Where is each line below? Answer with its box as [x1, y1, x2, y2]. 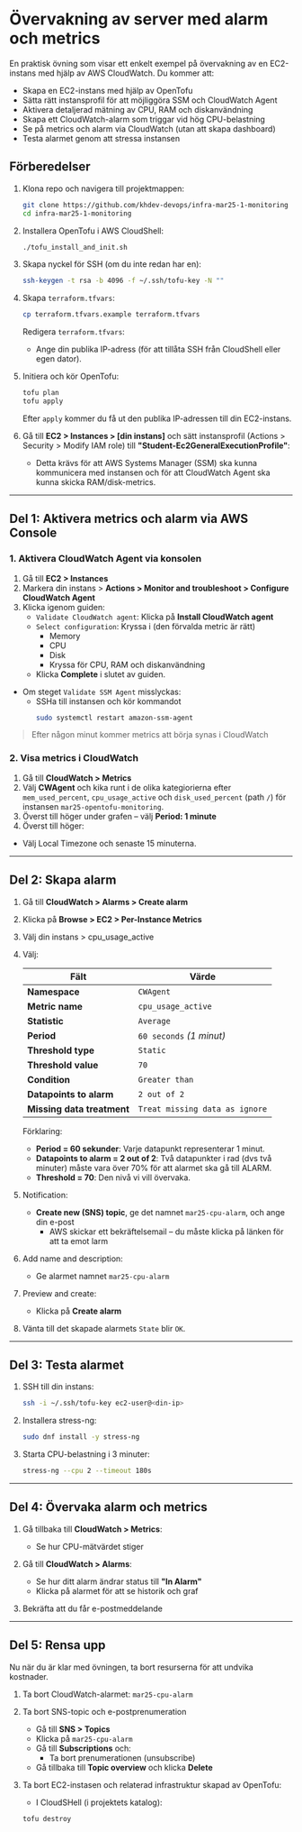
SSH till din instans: [22, 1381, 94, 1392]
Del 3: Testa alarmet [9, 1357, 124, 1372]
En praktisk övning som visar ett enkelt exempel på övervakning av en [9, 58, 268, 69]
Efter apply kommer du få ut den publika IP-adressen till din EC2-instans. [22, 413, 292, 424]
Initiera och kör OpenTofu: [22, 371, 120, 382]
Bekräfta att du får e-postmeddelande [22, 1603, 164, 1614]
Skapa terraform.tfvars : [22, 293, 115, 304]
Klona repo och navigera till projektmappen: [22, 183, 185, 194]
